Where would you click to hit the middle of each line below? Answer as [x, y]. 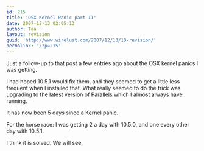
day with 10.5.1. [25, 131]
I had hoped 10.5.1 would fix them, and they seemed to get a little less [93, 81]
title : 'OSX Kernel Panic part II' [51, 18]
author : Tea [21, 29]
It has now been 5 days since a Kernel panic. [62, 113]
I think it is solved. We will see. [45, 142]
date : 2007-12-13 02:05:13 [40, 23]
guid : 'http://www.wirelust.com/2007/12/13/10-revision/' [81, 40]
